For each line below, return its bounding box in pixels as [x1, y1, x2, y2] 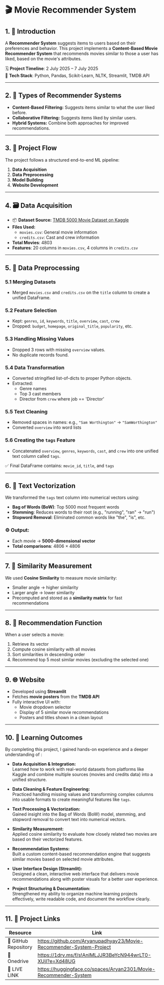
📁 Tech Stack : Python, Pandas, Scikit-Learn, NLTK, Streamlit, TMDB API [5, 72, 150, 78]
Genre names [19, 386, 47, 392]
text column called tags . [12, 453, 61, 459]
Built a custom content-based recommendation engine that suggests [12, 851, 150, 857]
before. [12, 109, 27, 116]
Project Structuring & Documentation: [12, 885, 91, 891]
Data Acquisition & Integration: [12, 761, 76, 767]
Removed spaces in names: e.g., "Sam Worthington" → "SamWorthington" [12, 420, 158, 425]
